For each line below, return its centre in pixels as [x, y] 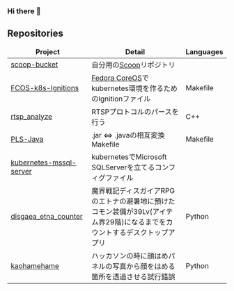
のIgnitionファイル [121, 99]
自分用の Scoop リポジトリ [133, 65]
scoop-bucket [34, 64]
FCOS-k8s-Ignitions [45, 88]
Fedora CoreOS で [120, 78]
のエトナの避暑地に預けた [133, 201]
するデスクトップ [140, 232]
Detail [135, 51]
